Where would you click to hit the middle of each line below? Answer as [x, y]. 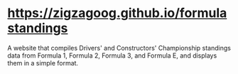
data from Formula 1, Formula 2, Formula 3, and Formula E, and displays [112, 55]
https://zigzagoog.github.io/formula [117, 13]
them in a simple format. [43, 63]
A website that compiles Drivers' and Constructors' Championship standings [119, 48]
